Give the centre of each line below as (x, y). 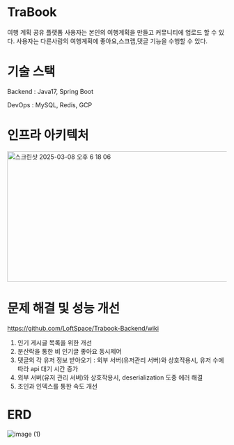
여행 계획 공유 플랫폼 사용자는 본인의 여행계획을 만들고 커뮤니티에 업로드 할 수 (112, 32)
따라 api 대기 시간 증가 (48, 368)
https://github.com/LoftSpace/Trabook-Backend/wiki (83, 328)
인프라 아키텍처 (48, 135)
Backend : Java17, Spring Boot (50, 91)
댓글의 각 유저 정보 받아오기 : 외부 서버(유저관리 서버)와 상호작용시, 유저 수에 (120, 360)
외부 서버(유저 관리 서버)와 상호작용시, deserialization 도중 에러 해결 (110, 377)
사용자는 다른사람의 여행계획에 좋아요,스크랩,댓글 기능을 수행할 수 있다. (112, 41)
